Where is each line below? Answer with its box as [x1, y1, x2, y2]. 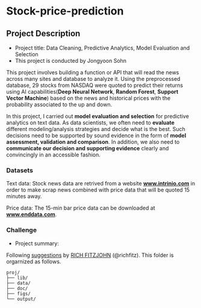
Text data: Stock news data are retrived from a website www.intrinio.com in [6, 180, 196, 187]
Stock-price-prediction [6, 4, 124, 18]
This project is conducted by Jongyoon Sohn [14, 57, 127, 64]
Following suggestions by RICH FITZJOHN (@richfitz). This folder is [6, 251, 174, 258]
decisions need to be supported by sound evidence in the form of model [6, 132, 187, 139]
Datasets [6, 166, 33, 175]
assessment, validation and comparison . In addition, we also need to [6, 138, 180, 146]
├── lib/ [6, 275, 28, 281]
